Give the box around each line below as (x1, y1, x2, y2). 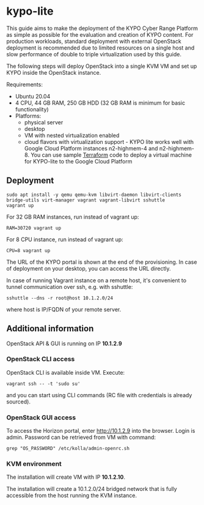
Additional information (6, 323, 94, 334)
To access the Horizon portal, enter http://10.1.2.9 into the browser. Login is (6, 427, 195, 435)
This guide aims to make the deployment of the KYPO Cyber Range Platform (6, 24, 199, 32)
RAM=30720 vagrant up (6, 225, 62, 231)
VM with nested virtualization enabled (24, 132, 120, 139)
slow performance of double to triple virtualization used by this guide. (6, 50, 182, 58)
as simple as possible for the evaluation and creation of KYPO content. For (6, 31, 194, 38)
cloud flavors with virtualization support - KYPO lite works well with (24, 138, 194, 145)
